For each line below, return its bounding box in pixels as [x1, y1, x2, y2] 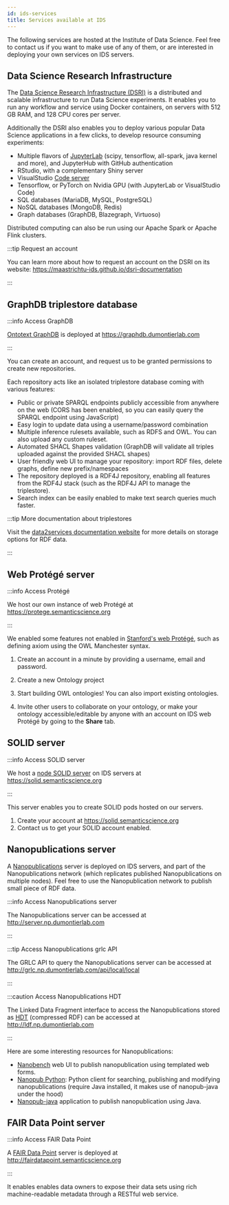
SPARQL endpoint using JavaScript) [17, 413, 119, 422]
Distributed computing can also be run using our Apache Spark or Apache [7, 224, 217, 232]
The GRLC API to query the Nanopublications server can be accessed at [7, 958, 212, 966]
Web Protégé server [7, 569, 95, 580]
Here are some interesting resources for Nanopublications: [7, 1047, 173, 1055]
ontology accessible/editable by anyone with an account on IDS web [17, 709, 212, 718]
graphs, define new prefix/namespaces [17, 464, 129, 473]
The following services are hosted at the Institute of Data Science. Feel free [7, 35, 221, 43]
